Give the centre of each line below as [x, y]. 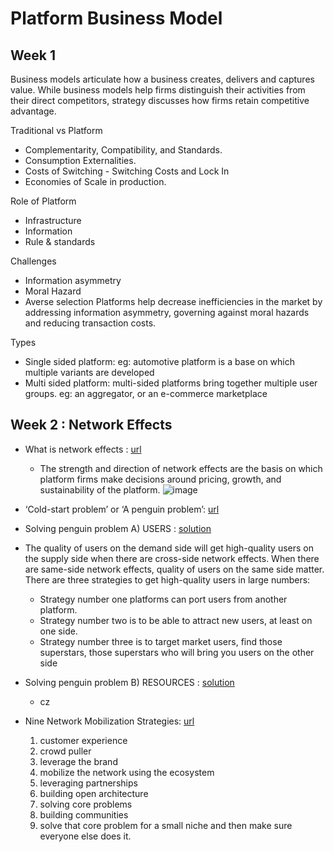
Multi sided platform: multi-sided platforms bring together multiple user [171, 383]
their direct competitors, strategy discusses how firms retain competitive [160, 100]
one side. [58, 631]
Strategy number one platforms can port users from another [163, 599]
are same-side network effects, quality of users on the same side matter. [174, 569]
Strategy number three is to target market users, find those [161, 641]
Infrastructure [53, 220]
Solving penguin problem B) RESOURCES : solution [129, 682]
